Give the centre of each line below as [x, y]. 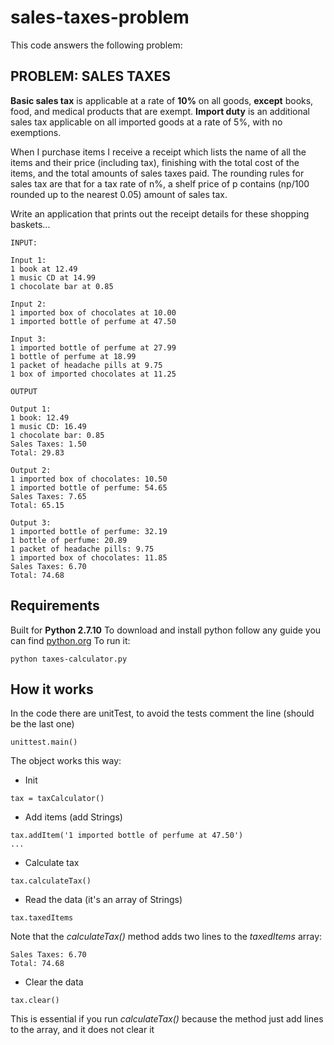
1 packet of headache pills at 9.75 [86, 365]
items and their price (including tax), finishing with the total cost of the [155, 162]
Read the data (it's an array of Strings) [103, 900]
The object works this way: [66, 761]
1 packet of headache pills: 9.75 [82, 549]
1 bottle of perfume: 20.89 [69, 540]
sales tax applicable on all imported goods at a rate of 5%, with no [146, 122]
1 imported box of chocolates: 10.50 [89, 479]
